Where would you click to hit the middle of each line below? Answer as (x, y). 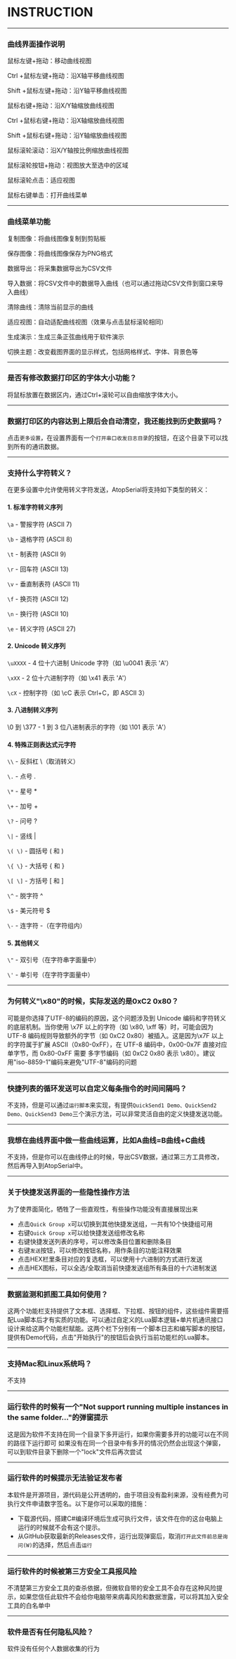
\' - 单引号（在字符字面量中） (51, 975)
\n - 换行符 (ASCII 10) (38, 614)
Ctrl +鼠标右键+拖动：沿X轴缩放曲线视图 (66, 121)
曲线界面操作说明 (36, 44)
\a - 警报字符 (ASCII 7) (40, 524)
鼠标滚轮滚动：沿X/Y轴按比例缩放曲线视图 (68, 150)
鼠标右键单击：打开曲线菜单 (47, 195)
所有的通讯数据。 (38, 447)
